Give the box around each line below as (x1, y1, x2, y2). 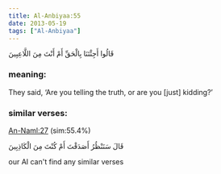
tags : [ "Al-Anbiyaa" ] (8, 27, 81, 35)
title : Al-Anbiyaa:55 (8, 11, 81, 20)
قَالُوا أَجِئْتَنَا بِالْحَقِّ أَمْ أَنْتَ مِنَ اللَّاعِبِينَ (8, 49, 115, 59)
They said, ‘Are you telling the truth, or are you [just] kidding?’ (8, 87, 214, 97)
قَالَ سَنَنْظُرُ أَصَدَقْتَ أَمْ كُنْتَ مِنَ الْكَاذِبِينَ (8, 141, 124, 151)
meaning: (8, 69, 47, 81)
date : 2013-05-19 (8, 19, 67, 27)
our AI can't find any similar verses (8, 156, 124, 166)
